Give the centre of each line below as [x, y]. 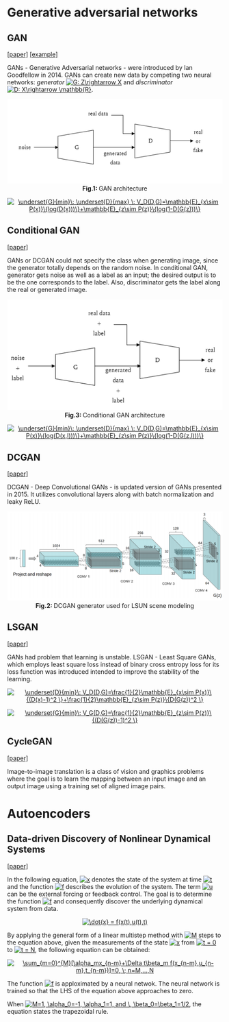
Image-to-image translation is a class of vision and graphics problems [106, 771]
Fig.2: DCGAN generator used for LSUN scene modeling [115, 605]
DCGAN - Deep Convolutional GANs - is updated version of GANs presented [114, 487]
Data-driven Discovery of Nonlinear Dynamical [109, 839]
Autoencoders [49, 813]
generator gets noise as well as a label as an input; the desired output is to [112, 275]
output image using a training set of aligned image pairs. [86, 786]
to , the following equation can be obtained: [79, 949]
